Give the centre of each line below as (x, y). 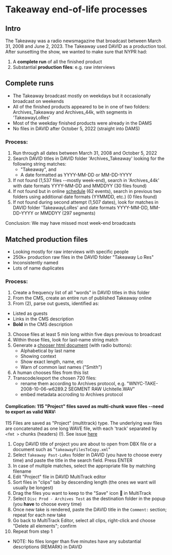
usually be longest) (33, 488)
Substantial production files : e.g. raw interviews (64, 67)
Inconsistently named (35, 262)
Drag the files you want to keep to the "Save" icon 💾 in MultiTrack (82, 493)
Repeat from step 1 (33, 531)
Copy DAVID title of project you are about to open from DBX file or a (84, 444)
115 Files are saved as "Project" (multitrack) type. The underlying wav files (84, 423)
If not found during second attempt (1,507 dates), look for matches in (85, 202)
